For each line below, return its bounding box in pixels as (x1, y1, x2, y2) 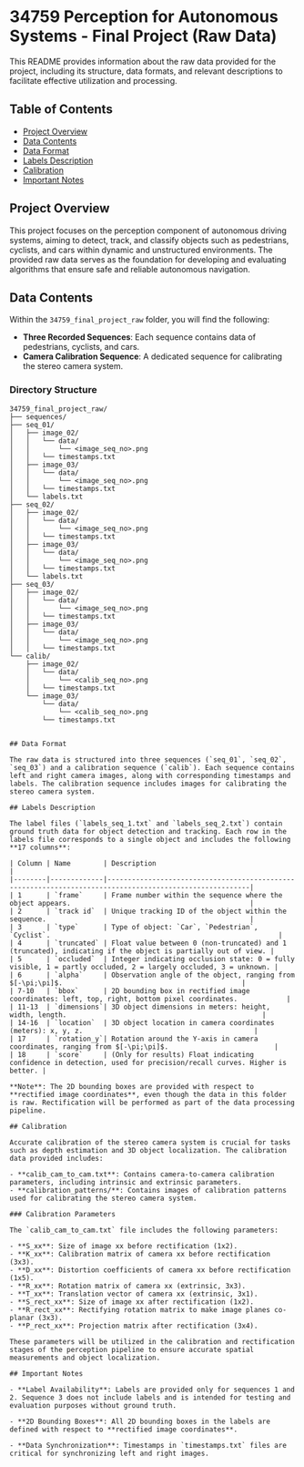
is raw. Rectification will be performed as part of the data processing (9, 1098, 296, 1107)
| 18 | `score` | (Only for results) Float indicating (9, 1050, 255, 1059)
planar (9, 1313, 35, 1322)
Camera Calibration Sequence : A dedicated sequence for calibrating (22, 351, 283, 362)
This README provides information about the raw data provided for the (9, 56, 276, 67)
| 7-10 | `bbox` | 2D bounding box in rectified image (9, 986, 250, 995)
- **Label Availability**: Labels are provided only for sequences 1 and (9, 1385, 296, 1394)
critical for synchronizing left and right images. (9, 1449, 209, 1458)
